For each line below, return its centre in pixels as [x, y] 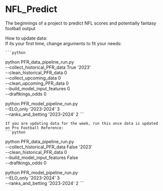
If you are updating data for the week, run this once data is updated [81, 123]
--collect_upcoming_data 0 [33, 78]
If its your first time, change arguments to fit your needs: [63, 43]
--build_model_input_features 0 [38, 88]
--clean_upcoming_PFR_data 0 [37, 83]
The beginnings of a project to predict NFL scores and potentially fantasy [81, 23]
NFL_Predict [31, 9]
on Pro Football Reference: [35, 128]
